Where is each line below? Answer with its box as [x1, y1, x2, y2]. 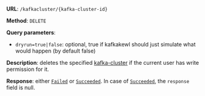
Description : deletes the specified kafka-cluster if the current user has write [6, 59, 199, 66]
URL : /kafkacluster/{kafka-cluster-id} [6, 6, 108, 12]
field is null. [6, 84, 35, 91]
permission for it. [6, 65, 50, 73]
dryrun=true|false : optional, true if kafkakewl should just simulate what [15, 41, 196, 48]
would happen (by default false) [15, 47, 96, 54]
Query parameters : [6, 29, 56, 36]
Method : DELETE [6, 17, 47, 24]
